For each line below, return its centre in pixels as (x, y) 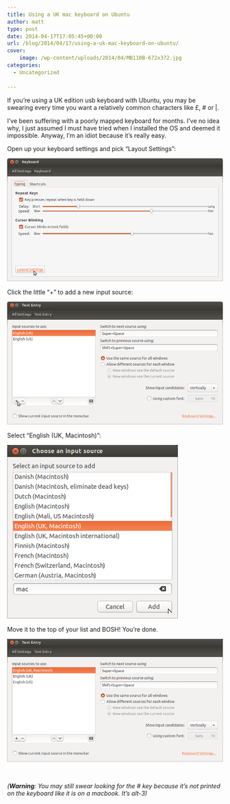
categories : (24, 65)
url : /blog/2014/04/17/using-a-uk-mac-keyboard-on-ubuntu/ (93, 44)
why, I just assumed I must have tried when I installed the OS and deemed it (114, 128)
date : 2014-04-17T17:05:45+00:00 (55, 36)
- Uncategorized (36, 72)
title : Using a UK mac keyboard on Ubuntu (68, 14)
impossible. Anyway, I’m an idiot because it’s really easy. (87, 135)
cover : (16, 51)
